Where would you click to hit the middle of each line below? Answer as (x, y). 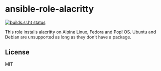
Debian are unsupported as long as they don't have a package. (68, 37)
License (17, 52)
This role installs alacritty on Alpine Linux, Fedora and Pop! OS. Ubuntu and (80, 32)
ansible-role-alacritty (50, 9)
